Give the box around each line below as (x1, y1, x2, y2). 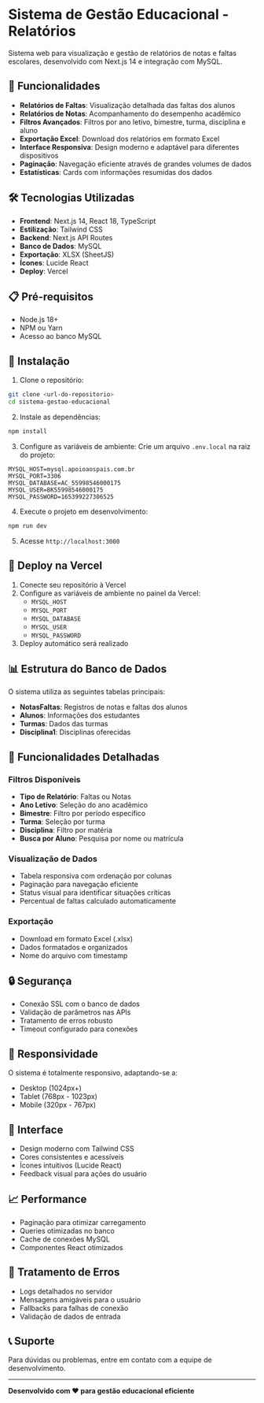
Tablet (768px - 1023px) (19, 1092, 98, 1101)
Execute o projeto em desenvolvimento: (19, 507, 148, 516)
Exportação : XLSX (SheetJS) (19, 250, 115, 259)
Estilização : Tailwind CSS (19, 225, 104, 234)
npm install (8, 427, 47, 435)
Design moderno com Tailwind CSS (19, 1144, 135, 1153)
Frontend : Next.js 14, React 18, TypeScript (19, 216, 156, 225)
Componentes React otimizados (19, 1242, 123, 1252)
